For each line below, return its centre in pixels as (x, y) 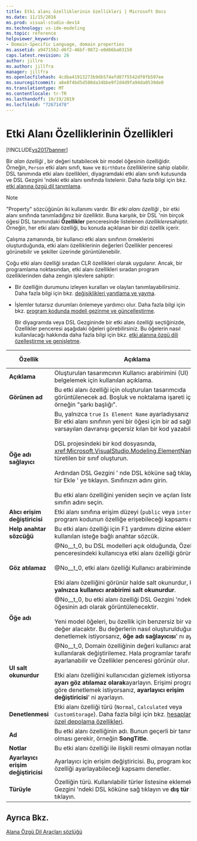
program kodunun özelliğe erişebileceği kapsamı (121, 520)
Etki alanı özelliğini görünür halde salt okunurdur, (121, 583)
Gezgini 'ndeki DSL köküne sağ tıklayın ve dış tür (122, 789)
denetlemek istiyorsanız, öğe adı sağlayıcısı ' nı (119, 636)
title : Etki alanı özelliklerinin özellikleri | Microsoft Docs (86, 11)
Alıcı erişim (25, 512)
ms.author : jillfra (30, 66)
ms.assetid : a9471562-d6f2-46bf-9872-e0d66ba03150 (69, 50)
